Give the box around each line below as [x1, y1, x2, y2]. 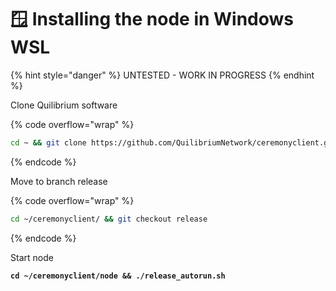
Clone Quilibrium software [10, 99, 118, 111]
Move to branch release [10, 175, 108, 187]
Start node [10, 251, 54, 263]
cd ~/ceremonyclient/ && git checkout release [10, 214, 208, 224]
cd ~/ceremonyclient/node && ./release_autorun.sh [10, 271, 226, 281]
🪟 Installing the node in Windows [10, 8, 295, 31]
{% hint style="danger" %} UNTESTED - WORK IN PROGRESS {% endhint [10, 69, 315, 81]
